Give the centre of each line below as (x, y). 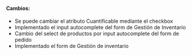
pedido (23, 40)
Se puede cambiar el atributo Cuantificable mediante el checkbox (94, 21)
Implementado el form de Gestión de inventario (72, 46)
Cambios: (18, 8)
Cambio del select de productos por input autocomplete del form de (97, 34)
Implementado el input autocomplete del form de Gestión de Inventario (100, 27)
